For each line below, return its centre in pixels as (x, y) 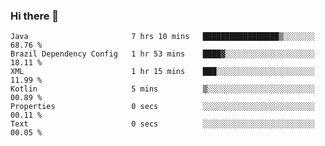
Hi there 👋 (35, 16)
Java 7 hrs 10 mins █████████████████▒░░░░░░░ (162, 37)
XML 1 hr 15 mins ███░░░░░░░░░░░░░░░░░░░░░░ (162, 72)
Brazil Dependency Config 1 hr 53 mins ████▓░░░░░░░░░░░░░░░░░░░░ (162, 54)
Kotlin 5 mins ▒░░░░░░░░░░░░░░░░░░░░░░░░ (162, 89)
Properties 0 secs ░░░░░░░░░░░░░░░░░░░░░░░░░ (162, 107)
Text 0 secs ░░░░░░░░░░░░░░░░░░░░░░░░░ (162, 124)
